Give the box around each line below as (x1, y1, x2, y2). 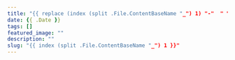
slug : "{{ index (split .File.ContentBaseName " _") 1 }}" (7, 42, 180, 49)
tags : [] (7, 23, 33, 30)
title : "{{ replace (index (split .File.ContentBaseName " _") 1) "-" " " (7, 10, 230, 17)
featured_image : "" (7, 29, 64, 37)
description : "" (7, 36, 55, 43)
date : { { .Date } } (7, 17, 61, 23)
